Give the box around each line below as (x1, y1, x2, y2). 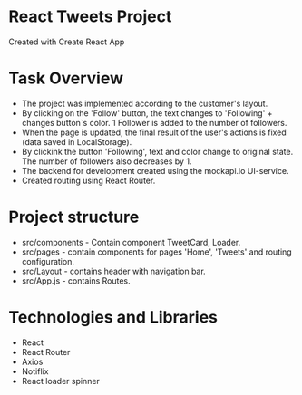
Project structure (8, 207, 140, 227)
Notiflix (21, 365, 49, 377)
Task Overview (8, 68, 124, 89)
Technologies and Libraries (8, 307, 219, 327)
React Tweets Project (8, 6, 172, 27)
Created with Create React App (8, 36, 125, 47)
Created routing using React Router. (21, 175, 156, 186)
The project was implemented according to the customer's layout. (21, 98, 268, 109)
